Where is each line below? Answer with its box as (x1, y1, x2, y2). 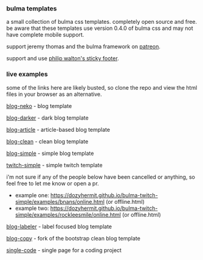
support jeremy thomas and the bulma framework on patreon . (6, 43, 161, 50)
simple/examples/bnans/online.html (15, 198, 105, 205)
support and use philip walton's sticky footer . (6, 55, 120, 62)
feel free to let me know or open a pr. (6, 179, 99, 187)
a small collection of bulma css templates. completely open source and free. (6, 18, 198, 26)
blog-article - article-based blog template (6, 126, 111, 133)
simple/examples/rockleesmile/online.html (15, 211, 122, 218)
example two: (15, 204, 49, 212)
